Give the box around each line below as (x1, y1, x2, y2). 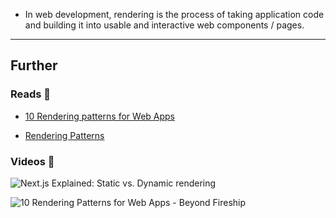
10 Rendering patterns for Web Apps (24, 110, 175, 122)
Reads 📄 (10, 87, 52, 101)
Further (10, 57, 58, 74)
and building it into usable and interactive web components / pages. (24, 19, 305, 31)
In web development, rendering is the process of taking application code (24, 9, 325, 20)
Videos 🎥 (10, 154, 55, 168)
